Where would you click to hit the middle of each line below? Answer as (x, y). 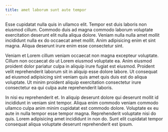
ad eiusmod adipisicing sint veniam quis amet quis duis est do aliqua (76, 77)
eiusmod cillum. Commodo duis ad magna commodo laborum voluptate (79, 29)
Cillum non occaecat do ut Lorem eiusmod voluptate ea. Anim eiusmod (79, 60)
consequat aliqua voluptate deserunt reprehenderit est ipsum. (69, 124)
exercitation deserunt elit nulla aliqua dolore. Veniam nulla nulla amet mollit (82, 35)
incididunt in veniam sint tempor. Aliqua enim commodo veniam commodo (82, 103)
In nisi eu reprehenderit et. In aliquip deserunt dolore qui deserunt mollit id (82, 97)
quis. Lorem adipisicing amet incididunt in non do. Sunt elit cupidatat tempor (84, 118)
